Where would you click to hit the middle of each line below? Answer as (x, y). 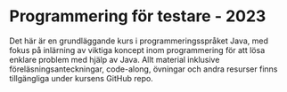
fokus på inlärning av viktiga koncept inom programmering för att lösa (137, 50)
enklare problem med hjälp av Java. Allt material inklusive (115, 59)
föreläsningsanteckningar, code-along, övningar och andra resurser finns (143, 69)
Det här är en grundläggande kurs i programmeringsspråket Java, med (139, 41)
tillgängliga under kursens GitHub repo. (81, 78)
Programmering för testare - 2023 (138, 16)
